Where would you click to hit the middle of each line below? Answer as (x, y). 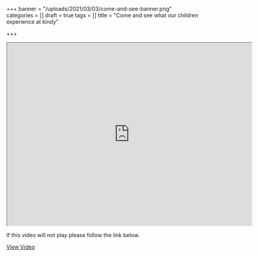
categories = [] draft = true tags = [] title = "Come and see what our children (102, 15)
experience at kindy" (33, 22)
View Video (21, 247)
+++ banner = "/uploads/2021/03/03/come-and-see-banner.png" (89, 9)
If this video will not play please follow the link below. (73, 235)
